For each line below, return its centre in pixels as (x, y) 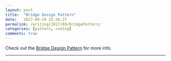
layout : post (19, 10)
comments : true (21, 34)
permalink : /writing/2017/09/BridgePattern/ (53, 24)
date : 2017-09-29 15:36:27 (36, 19)
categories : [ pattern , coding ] (38, 29)
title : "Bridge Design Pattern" (41, 15)
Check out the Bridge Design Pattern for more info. (59, 48)
